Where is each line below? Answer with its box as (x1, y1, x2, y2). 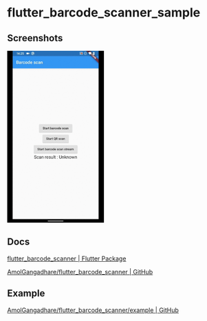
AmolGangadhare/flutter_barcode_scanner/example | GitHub (7, 306, 179, 314)
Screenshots (7, 32, 63, 44)
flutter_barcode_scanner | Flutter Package (7, 254, 127, 263)
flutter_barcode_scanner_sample (7, 5, 201, 21)
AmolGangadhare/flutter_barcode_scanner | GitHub (7, 267, 153, 276)
